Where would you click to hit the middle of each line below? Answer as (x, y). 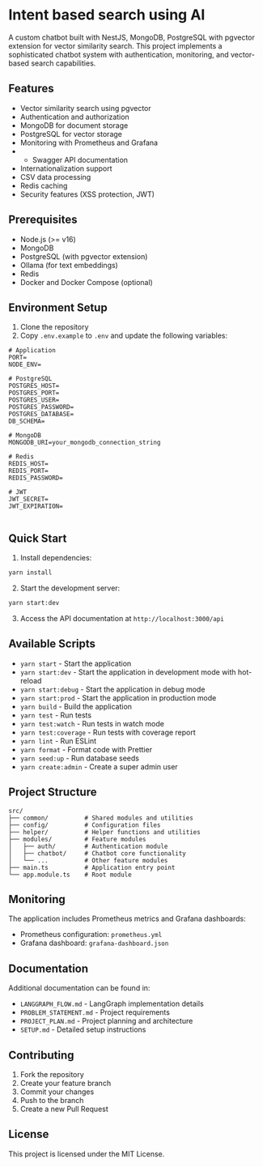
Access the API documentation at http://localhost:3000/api (122, 618)
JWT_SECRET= (28, 500)
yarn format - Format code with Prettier (86, 749)
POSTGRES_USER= (34, 400)
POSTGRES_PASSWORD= (41, 407)
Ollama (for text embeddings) (69, 265)
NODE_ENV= (25, 365)
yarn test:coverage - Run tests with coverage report (108, 732)
